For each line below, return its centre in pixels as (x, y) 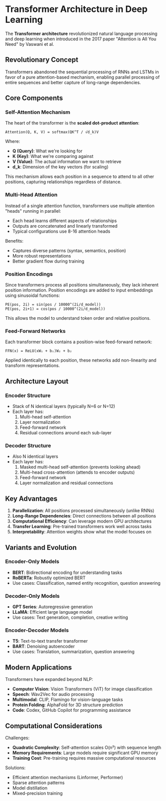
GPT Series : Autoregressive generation (52, 607)
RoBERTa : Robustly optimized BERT (49, 578)
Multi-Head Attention (31, 195)
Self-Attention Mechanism (38, 112)
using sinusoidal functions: (33, 295)
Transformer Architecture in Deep (76, 9)
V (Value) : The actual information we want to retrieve (67, 162)
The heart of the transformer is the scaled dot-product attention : (72, 123)
